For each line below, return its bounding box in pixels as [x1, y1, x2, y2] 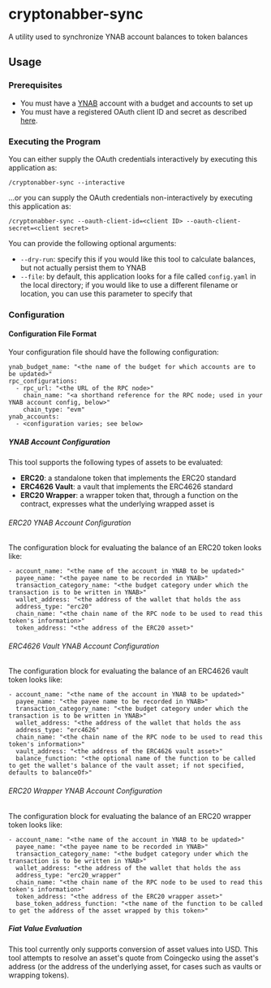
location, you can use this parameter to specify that [19, 288, 193, 298]
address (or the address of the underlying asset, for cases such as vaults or [8, 961, 262, 971]
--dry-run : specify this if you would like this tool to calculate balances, [19, 253, 256, 264]
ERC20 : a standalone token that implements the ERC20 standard [19, 473, 237, 483]
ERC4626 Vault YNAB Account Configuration [8, 641, 160, 651]
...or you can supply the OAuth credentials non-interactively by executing [8, 193, 253, 202]
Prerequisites [8, 80, 62, 91]
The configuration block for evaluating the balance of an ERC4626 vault [8, 666, 249, 676]
